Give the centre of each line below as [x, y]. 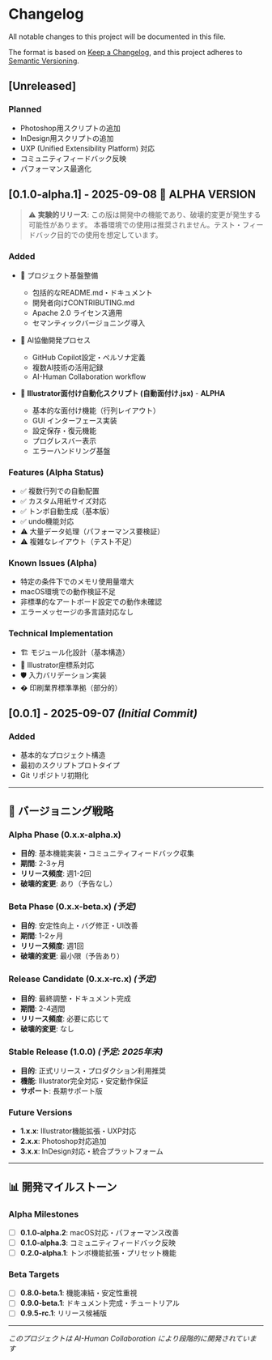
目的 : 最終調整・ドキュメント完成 [75, 998]
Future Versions [40, 1112]
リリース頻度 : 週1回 [52, 946]
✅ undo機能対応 [47, 521]
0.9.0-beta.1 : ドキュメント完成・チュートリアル [100, 1303]
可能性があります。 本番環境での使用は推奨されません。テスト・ [135, 225]
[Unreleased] [42, 86]
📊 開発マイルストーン [63, 1187]
